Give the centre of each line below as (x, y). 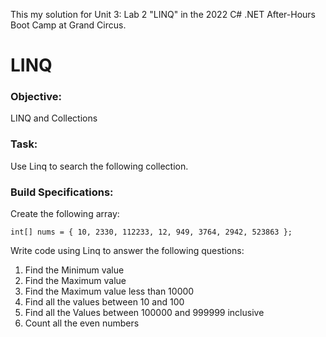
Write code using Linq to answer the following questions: (127, 251)
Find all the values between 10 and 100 (104, 302)
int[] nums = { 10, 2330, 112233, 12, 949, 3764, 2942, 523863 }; (151, 232)
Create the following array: (65, 214)
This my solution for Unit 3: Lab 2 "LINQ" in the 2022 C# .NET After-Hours (163, 14)
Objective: (36, 97)
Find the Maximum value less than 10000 (109, 291)
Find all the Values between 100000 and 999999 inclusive (144, 313)
